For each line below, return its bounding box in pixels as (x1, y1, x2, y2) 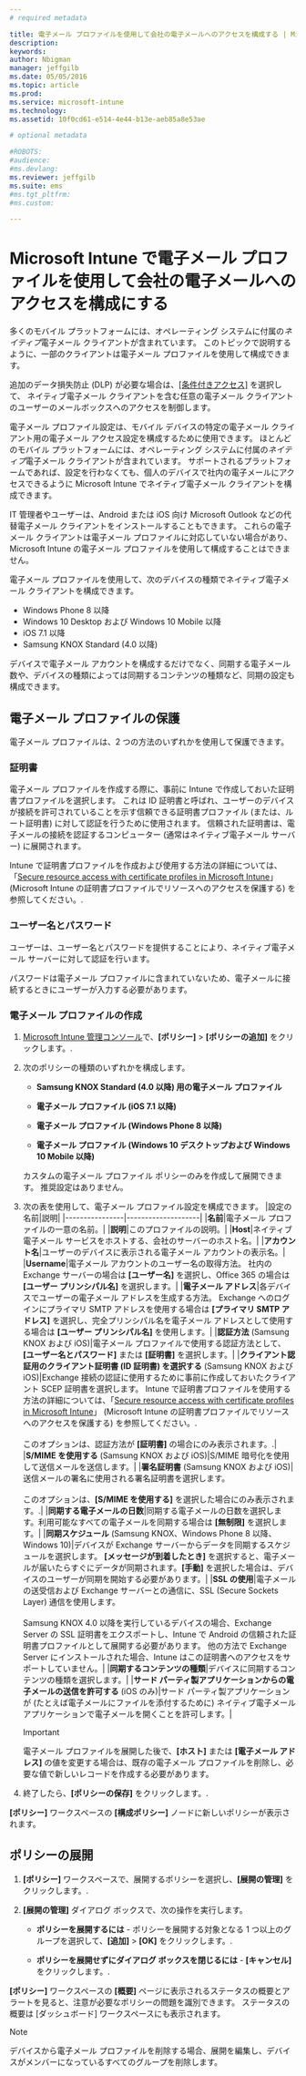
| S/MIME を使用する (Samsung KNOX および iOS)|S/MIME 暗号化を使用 (22, 1450, 290, 1461)
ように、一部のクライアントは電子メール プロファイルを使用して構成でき (9, 348, 282, 360)
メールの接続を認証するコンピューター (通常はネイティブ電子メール (16, 829, 270, 840)
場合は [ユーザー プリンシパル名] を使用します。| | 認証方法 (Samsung (30, 1326, 290, 1337)
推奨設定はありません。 (40, 1181, 128, 1192)
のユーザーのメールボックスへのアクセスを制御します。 (9, 402, 216, 413)
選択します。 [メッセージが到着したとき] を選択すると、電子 (54, 1550, 280, 1561)
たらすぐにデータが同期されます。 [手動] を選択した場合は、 (54, 1562, 278, 1573)
